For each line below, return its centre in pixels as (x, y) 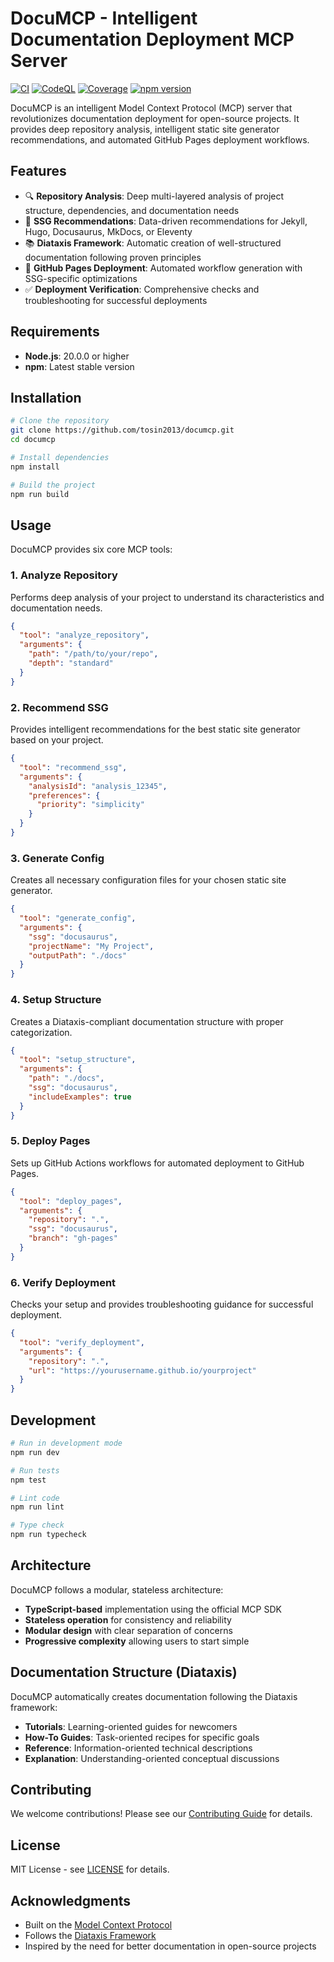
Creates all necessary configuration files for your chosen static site (148, 880)
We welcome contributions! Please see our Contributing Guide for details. (161, 1814)
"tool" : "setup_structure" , (78, 1060)
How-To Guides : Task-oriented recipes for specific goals (142, 1737)
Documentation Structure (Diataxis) (124, 1672)
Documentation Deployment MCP (152, 39)
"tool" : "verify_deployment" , (82, 1342)
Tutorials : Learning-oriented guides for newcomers (131, 1726)
